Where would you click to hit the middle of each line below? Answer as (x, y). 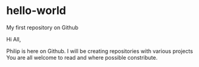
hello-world (36, 11)
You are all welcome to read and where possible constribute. (82, 57)
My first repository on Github (42, 27)
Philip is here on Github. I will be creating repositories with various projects (99, 51)
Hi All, (14, 39)
